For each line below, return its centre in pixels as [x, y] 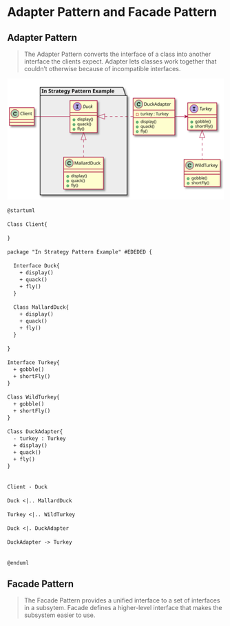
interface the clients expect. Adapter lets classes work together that [120, 61]
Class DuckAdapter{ [35, 431]
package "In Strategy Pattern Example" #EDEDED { [80, 252]
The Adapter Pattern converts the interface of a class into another [117, 54]
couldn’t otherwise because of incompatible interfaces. [102, 69]
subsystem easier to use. [60, 615]
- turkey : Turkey [40, 438]
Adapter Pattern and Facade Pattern [112, 12]
